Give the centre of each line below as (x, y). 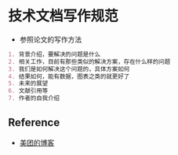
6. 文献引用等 (28, 91)
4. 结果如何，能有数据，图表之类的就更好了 (69, 76)
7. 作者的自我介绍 (34, 98)
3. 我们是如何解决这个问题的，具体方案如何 (69, 69)
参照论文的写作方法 (51, 39)
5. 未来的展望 (28, 83)
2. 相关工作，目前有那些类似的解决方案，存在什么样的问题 (89, 61)
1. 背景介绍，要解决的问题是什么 (54, 54)
